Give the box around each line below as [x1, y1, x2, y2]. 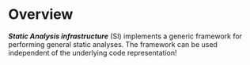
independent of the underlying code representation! [8, 48, 177, 57]
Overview [8, 5, 74, 23]
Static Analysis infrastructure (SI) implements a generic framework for [8, 31, 243, 41]
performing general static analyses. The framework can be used [8, 39, 218, 49]
